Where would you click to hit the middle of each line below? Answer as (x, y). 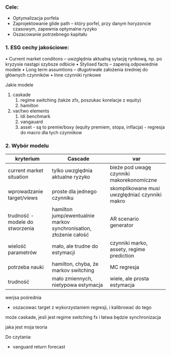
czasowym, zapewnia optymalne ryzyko (55, 29)
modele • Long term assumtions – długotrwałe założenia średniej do (77, 69)
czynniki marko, (129, 243)
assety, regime (127, 249)
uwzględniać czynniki (136, 194)
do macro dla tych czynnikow (51, 132)
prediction (122, 255)
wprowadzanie (25, 191)
